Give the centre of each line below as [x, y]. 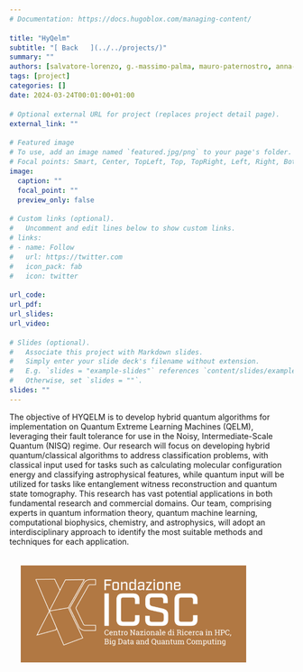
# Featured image [42, 143]
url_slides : [32, 314]
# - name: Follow [42, 247]
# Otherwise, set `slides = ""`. [76, 381]
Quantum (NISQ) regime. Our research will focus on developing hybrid [140, 446]
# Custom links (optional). [62, 219]
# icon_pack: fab [46, 266]
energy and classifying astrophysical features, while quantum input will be [147, 474]
